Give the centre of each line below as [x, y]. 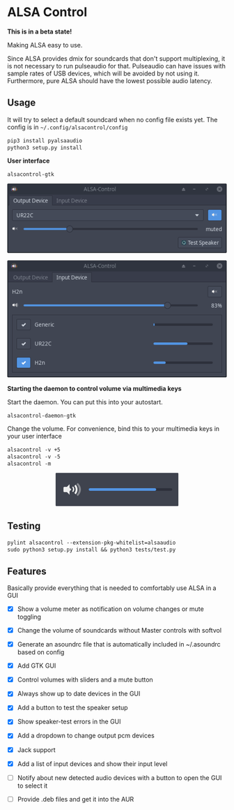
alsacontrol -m [29, 464]
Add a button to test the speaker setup [72, 708]
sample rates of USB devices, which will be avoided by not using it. [103, 73]
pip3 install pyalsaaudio [45, 140]
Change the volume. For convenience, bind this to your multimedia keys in [114, 429]
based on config [41, 652]
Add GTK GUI [37, 666]
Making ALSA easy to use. [45, 45]
